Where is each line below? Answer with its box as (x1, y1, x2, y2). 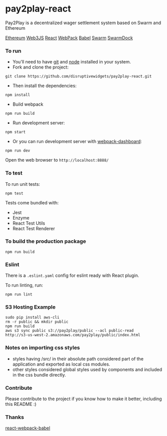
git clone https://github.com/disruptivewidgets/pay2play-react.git (5, 74, 152, 79)
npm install (5, 93, 30, 98)
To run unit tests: (5, 181, 40, 187)
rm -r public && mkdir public (5, 319, 69, 325)
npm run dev (5, 148, 30, 154)
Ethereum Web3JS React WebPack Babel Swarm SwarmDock (5, 35, 133, 41)
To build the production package (5, 238, 87, 245)
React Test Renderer (12, 225, 55, 232)
